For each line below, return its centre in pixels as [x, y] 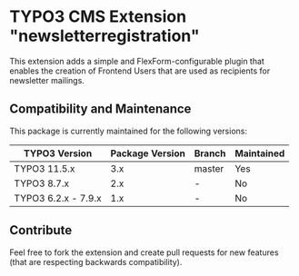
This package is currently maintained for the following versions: [129, 131]
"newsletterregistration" [105, 36]
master [209, 168]
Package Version [148, 153]
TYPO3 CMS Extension [98, 17]
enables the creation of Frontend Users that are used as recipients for [140, 71]
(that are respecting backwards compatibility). [96, 261]
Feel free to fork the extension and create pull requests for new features [144, 252]
